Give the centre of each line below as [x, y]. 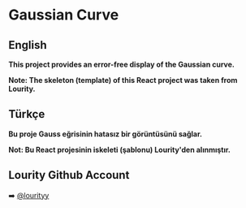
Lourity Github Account [69, 175]
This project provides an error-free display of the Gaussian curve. [122, 64]
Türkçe [27, 114]
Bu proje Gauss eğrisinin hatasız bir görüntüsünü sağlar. [106, 134]
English [28, 45]
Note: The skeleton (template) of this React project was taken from [123, 80]
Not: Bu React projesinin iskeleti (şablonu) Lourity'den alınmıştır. [120, 149]
